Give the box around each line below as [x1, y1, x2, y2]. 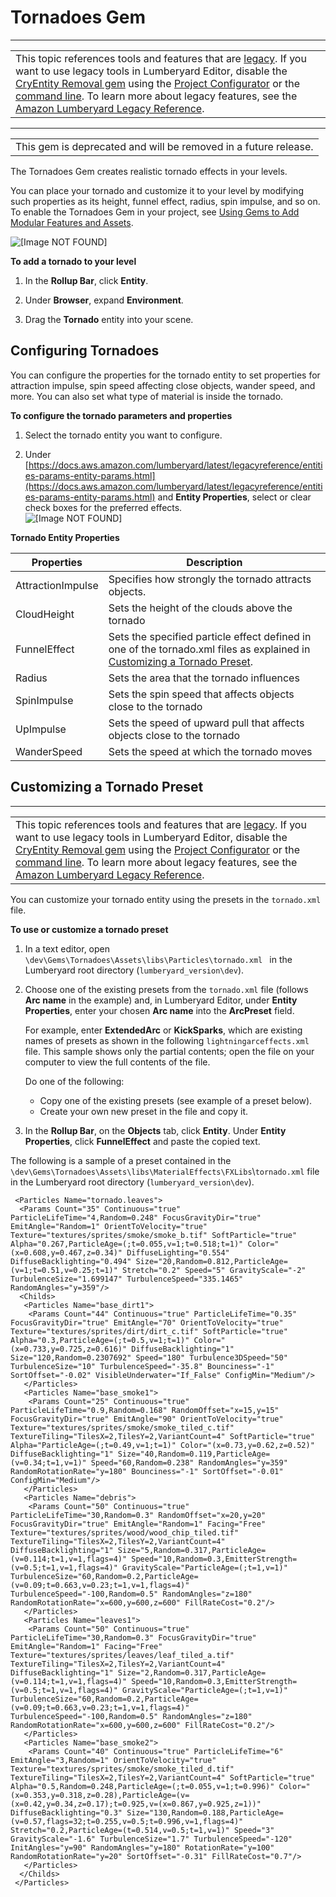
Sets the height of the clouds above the [108, 601, 293, 615]
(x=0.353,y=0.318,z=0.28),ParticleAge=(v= [10, 1790, 190, 1800]
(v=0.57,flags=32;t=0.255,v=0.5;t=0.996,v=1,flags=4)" [10, 1816, 244, 1826]
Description [186, 555, 243, 569]
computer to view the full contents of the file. [24, 1056, 211, 1068]
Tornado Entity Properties [10, 531, 120, 543]
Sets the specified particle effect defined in [108, 629, 312, 643]
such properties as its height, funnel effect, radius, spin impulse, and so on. [10, 195, 321, 207]
